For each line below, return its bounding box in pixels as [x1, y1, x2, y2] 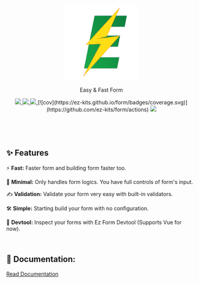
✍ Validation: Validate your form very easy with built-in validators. [6, 190, 173, 197]
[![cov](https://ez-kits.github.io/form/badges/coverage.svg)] [37, 99, 188, 106]
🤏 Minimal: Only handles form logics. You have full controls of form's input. [6, 178, 194, 185]
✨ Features [6, 148, 49, 158]
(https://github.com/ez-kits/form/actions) [46, 106, 149, 113]
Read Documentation [6, 270, 59, 278]
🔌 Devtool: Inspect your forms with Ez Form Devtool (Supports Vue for [6, 218, 182, 226]
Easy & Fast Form [80, 86, 123, 94]
